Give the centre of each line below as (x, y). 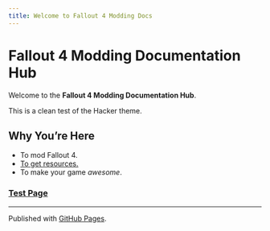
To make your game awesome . (71, 172)
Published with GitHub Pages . (57, 218)
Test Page (28, 193)
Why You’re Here (51, 136)
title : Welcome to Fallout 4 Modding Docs (80, 16)
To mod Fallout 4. (49, 155)
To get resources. (49, 164)
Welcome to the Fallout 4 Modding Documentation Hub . (102, 95)
